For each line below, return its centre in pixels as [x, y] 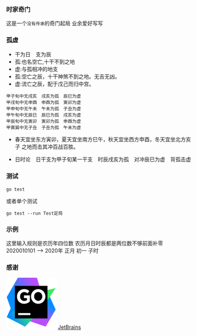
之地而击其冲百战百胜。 [50, 147]
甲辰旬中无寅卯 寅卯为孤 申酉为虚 [44, 121]
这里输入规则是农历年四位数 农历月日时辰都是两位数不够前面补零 [85, 243]
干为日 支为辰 [33, 54]
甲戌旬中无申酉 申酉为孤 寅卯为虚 [44, 102]
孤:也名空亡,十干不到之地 [45, 62]
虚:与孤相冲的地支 [36, 69]
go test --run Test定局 [35, 213]
